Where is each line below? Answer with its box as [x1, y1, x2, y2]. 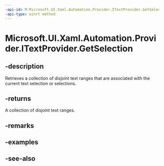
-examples [5, 138, 39, 147]
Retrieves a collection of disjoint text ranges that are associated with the [5, 75, 150, 81]
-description [5, 62, 44, 71]
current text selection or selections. [5, 80, 77, 86]
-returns [5, 94, 31, 103]
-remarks [5, 121, 34, 129]
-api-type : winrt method [5, 12, 56, 17]
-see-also [5, 154, 36, 163]
